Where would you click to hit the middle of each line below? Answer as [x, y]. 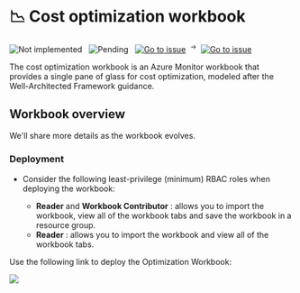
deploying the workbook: [68, 188]
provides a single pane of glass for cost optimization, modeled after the [142, 76]
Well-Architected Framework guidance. [82, 86]
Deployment [37, 160]
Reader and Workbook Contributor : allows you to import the [150, 206]
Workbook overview [68, 114]
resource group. [66, 224]
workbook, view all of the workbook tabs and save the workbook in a [164, 215]
